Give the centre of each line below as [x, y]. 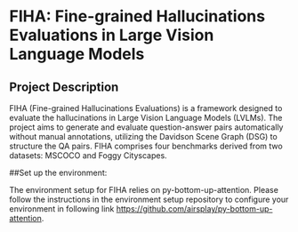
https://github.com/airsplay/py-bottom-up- [194, 209]
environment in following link [62, 209]
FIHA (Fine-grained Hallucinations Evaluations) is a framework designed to [146, 108]
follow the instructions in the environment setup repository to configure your [149, 199]
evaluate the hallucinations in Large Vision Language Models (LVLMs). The [146, 118]
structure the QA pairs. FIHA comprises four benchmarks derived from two [146, 146]
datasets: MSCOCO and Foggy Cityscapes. [88, 156]
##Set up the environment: [58, 172]
